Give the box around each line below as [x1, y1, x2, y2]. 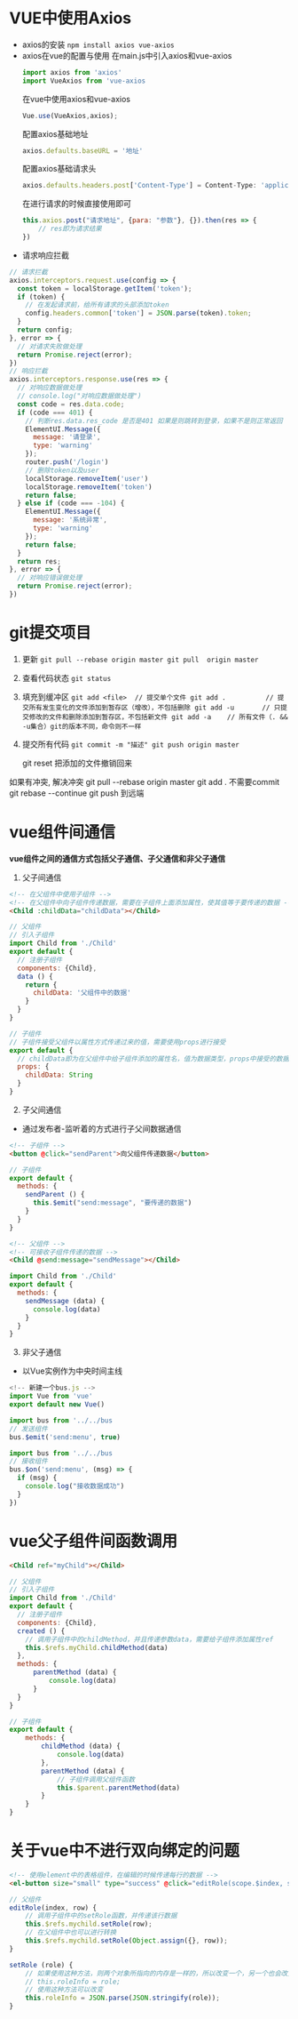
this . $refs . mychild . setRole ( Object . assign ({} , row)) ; [25, 1936, 228, 1945]
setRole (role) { [9, 1960, 74, 1969]
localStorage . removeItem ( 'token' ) [25, 482, 153, 492]
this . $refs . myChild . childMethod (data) [25, 1643, 169, 1652]
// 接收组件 [9, 1457, 49, 1466]
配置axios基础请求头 [21, 164, 97, 174]
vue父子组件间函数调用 [9, 1531, 177, 1551]
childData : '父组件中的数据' [32, 989, 131, 997]
